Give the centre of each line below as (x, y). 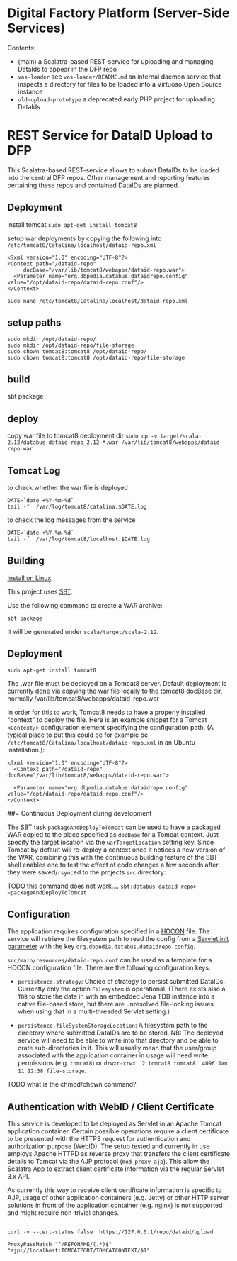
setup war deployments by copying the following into (85, 238)
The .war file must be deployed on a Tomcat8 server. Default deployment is (117, 683)
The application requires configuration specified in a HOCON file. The (109, 931)
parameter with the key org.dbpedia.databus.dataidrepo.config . (102, 946)
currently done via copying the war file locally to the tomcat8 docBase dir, (115, 691)
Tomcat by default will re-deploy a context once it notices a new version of (116, 850)
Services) (36, 28)
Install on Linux (29, 578)
